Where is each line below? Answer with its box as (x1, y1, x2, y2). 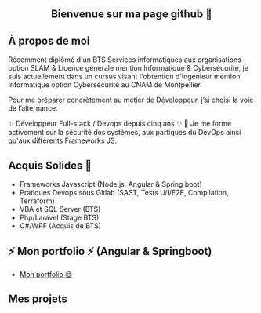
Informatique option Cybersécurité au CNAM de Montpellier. (8, 80, 202, 89)
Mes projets (8, 293, 68, 306)
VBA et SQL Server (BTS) (19, 205, 101, 214)
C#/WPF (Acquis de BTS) (19, 221, 102, 231)
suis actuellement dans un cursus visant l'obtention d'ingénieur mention (8, 71, 241, 82)
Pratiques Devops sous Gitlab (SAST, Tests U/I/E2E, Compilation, (19, 188, 229, 198)
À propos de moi (8, 34, 90, 47)
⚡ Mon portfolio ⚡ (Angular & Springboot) (8, 245, 212, 258)
